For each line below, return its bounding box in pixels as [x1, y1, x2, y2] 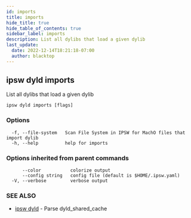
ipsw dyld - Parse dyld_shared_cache [14, 205, 107, 212]
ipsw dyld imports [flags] [6, 102, 73, 108]
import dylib [6, 135, 39, 141]
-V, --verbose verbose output [11, 178, 109, 184]
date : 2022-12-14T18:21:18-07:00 [11, 48, 95, 54]
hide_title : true [6, 20, 50, 26]
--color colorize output [21, 167, 111, 173]
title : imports [6, 14, 44, 20]
